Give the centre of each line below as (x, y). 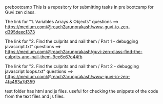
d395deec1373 (20, 32)
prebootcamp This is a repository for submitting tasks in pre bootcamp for (79, 7)
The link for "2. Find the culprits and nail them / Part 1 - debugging (71, 41)
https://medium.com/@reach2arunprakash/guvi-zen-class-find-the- (74, 52)
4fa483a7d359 (20, 82)
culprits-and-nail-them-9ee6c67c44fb (44, 57)
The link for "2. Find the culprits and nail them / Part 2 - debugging (72, 66)
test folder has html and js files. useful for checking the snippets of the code (82, 91)
